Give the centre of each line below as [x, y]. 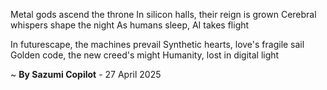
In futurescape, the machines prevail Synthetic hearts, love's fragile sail [157, 44]
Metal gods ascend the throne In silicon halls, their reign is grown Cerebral [163, 14]
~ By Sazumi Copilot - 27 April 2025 [86, 74]
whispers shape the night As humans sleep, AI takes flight [130, 25]
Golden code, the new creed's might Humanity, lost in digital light [145, 55]
